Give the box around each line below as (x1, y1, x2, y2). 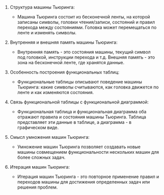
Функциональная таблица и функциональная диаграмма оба (17, 109, 147, 114)
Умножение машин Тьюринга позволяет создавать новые (17, 144, 141, 150)
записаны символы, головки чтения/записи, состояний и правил (17, 19, 155, 25)
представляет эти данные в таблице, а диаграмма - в (17, 119, 132, 125)
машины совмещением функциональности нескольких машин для (17, 149, 159, 155)
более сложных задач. (17, 154, 66, 160)
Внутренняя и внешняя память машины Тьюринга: (9, 39, 118, 45)
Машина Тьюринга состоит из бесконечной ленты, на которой (17, 14, 151, 19)
